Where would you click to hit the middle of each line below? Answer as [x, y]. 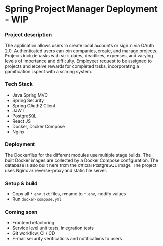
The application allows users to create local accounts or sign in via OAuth [80, 46]
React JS [21, 121]
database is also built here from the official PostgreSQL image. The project [81, 165]
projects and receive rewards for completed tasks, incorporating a [72, 66]
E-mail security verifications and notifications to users [67, 238]
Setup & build [21, 183]
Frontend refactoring [33, 222]
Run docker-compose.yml [37, 199]
